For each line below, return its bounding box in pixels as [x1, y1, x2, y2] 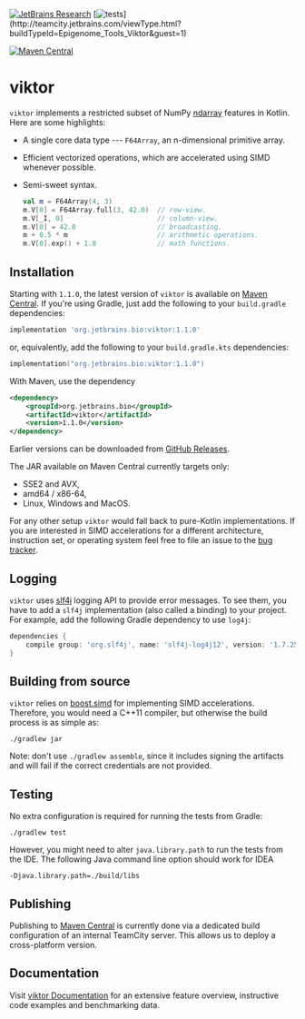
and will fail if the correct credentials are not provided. [9, 760, 212, 771]
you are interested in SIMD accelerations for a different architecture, [9, 525, 264, 536]
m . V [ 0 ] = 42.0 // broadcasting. [22, 223, 222, 232]
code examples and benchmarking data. [9, 999, 161, 1010]
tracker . [9, 545, 38, 556]
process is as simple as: [9, 717, 100, 728]
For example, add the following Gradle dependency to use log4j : [9, 614, 251, 625]
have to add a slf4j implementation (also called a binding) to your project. [9, 604, 288, 615]
